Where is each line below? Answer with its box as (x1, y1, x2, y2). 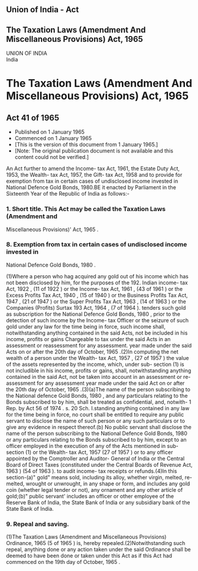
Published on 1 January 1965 (14, 128, 85, 135)
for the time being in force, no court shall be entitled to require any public (6, 411, 184, 418)
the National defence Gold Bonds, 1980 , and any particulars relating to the (6, 392, 188, 399)
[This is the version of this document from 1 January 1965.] (14, 141, 158, 148)
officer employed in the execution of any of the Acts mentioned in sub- (6, 442, 178, 449)
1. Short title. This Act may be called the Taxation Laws (6, 205, 166, 213)
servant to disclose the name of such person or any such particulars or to (6, 417, 185, 424)
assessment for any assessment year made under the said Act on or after (6, 379, 185, 387)
